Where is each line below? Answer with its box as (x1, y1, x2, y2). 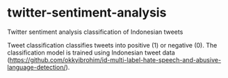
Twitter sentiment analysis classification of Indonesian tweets (7, 28, 184, 36)
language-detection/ (7, 63, 66, 71)
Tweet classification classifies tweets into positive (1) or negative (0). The (7, 41, 218, 49)
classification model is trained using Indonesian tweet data (7, 48, 175, 57)
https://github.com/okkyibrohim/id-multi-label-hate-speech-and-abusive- (9, 55, 221, 64)
